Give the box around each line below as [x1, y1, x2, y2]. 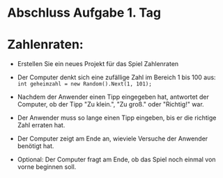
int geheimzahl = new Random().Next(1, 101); [17, 81, 152, 88]
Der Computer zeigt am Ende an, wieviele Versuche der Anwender [17, 134, 208, 143]
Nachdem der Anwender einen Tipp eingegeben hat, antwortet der [17, 92, 209, 102]
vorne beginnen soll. [17, 163, 77, 171]
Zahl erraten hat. [17, 121, 66, 129]
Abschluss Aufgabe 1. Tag [7, 5, 162, 21]
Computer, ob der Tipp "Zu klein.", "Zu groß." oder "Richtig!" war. [17, 100, 204, 108]
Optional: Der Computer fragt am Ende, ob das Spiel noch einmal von [17, 155, 216, 164]
